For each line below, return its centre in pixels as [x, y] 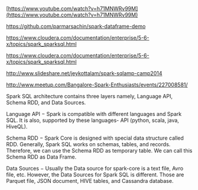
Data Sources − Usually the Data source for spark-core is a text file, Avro [95, 168]
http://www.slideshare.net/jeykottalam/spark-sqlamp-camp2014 [84, 73]
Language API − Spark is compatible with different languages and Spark [94, 114]
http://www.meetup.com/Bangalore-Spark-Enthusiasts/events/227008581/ [97, 85]
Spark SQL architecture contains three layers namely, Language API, [90, 96]
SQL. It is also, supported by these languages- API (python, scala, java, [92, 120]
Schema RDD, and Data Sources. [46, 102]
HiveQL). [17, 126]
